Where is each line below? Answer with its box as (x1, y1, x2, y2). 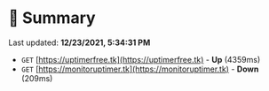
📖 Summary (8, 8, 96, 28)
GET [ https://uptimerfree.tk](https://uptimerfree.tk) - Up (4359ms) (20, 54, 261, 64)
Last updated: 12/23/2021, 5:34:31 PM (8, 37, 151, 48)
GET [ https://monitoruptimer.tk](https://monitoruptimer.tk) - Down (20, 64, 259, 74)
